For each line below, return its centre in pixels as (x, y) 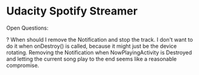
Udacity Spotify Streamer (72, 11)
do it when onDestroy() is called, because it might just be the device (92, 46)
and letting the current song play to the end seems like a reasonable (92, 59)
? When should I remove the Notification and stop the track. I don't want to (100, 39)
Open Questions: (27, 28)
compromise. (23, 65)
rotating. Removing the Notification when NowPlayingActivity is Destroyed (99, 52)
